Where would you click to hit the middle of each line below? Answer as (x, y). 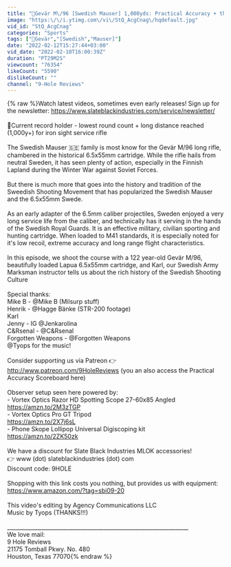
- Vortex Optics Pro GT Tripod (49, 415)
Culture (18, 280)
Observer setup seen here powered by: (63, 393)
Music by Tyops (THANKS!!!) (47, 513)
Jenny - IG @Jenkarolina (42, 324)
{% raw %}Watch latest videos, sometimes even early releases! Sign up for (113, 103)
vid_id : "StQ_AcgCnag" (40, 26)
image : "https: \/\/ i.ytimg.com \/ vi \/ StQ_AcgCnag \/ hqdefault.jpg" (102, 20)
